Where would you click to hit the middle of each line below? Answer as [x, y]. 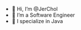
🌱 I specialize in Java [37, 21]
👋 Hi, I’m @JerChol [35, 9]
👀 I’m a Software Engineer [43, 15]
